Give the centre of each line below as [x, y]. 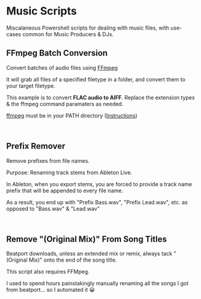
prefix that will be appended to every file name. [65, 190]
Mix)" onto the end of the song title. [73, 260]
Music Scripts [42, 11]
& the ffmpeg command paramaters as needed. [65, 104]
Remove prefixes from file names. [48, 160]
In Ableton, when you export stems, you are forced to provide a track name [99, 184]
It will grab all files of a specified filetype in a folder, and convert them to [96, 79]
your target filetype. [31, 86]
